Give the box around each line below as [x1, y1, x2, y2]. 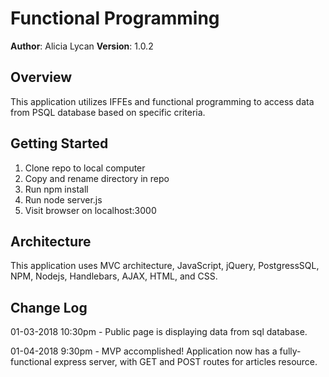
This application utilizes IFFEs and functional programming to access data [10, 95, 315, 107]
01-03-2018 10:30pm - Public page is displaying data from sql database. [10, 326, 308, 338]
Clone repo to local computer [24, 162, 146, 174]
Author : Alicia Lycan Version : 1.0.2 [10, 40, 154, 52]
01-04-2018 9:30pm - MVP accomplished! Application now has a [10, 345, 278, 357]
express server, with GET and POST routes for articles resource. [53, 356, 318, 368]
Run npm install [24, 183, 89, 195]
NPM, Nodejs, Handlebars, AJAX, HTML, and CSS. [10, 270, 218, 282]
